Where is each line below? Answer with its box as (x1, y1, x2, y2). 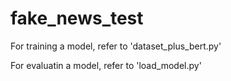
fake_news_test (10, 7, 144, 30)
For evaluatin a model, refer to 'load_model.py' (10, 59, 202, 71)
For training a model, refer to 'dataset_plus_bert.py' (10, 40, 222, 52)
